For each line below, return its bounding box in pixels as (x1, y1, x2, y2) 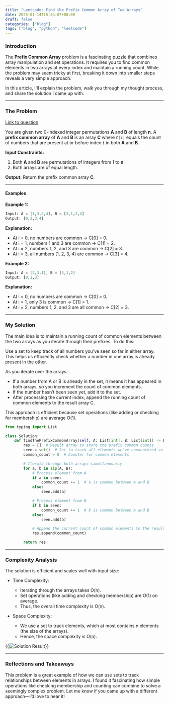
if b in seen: (32, 503, 62, 508)
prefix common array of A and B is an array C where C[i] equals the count (5, 134, 161, 140)
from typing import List (5, 424, 57, 430)
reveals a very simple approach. (5, 75, 72, 81)
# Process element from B (32, 498, 87, 504)
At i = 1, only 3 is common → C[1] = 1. (12, 299, 90, 305)
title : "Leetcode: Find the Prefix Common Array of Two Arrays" (5, 7, 143, 13)
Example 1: (5, 202, 29, 208)
